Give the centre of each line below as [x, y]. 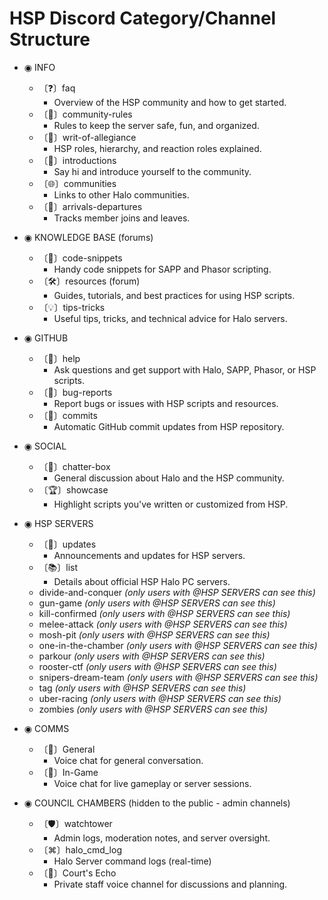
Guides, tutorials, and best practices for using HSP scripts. [174, 295]
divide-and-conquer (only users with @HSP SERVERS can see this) [177, 592]
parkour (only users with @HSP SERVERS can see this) [152, 656]
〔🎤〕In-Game [68, 772]
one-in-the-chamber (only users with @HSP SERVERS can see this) [178, 645]
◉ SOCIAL [45, 446]
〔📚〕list [58, 567]
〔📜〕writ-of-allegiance [87, 137]
